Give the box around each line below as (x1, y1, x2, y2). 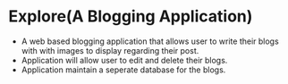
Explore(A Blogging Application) (8, 6, 253, 27)
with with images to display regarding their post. (21, 45, 199, 55)
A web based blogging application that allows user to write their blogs (21, 36, 279, 46)
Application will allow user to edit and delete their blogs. (21, 55, 228, 65)
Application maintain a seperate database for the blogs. (21, 64, 226, 75)
